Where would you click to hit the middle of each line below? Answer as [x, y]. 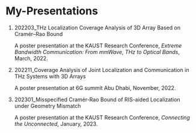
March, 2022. [31, 58]
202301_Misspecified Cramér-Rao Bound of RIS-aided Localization [97, 99]
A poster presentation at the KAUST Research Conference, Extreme [98, 46]
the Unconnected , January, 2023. [56, 123]
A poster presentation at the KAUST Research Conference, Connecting [102, 117]
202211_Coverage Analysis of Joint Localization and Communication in [102, 69]
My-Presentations [52, 11]
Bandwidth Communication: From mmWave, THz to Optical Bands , [97, 52]
